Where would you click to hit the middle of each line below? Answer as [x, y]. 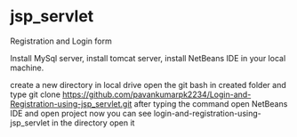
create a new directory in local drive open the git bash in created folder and [148, 85]
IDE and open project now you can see [81, 113]
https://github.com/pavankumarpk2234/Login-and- [157, 94]
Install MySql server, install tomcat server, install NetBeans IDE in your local [148, 58]
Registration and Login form [61, 41]
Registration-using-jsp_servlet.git [71, 103]
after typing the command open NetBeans [211, 103]
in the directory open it [93, 123]
